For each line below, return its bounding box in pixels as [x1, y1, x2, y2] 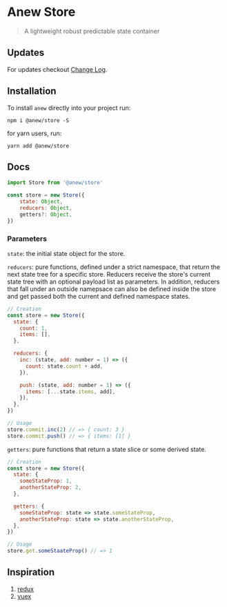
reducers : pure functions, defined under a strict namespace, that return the [7, 263, 221, 271]
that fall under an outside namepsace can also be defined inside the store [7, 284, 216, 293]
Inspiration [7, 566, 55, 578]
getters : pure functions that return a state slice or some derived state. [7, 445, 207, 453]
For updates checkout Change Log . [7, 65, 108, 73]
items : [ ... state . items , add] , [25, 388, 116, 395]
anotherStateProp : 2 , [19, 484, 81, 491]
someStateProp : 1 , [19, 477, 72, 485]
